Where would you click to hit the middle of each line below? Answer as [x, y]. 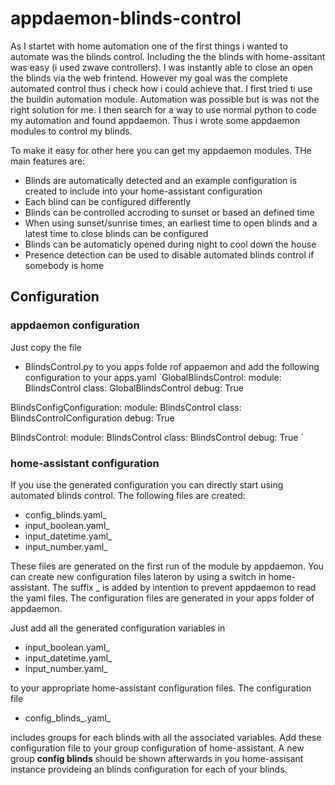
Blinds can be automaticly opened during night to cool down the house [170, 244]
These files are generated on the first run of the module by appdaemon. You [167, 566]
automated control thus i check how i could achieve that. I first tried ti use [161, 88]
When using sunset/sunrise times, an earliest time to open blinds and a [171, 223]
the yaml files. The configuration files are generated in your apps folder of [162, 598]
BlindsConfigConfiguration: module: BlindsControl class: [126, 407]
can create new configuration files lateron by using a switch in [138, 576]
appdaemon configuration [75, 325]
